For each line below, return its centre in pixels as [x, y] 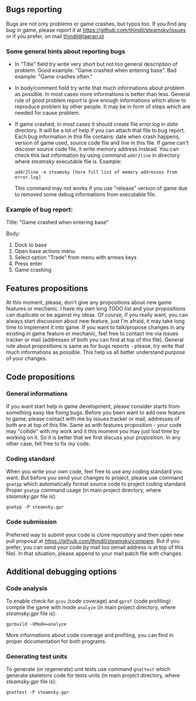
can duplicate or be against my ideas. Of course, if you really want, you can [97, 315]
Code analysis [27, 588]
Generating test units [37, 656]
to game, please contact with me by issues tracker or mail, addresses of [93, 419]
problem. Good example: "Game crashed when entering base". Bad [95, 70]
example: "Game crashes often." [54, 77]
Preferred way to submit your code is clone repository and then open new [95, 535]
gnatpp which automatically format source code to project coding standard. [97, 484]
